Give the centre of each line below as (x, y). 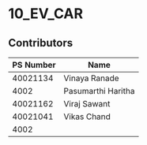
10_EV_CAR (46, 14)
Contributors (41, 43)
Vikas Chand (87, 117)
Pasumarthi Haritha (99, 91)
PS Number (34, 65)
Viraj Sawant (87, 104)
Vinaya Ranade (92, 78)
